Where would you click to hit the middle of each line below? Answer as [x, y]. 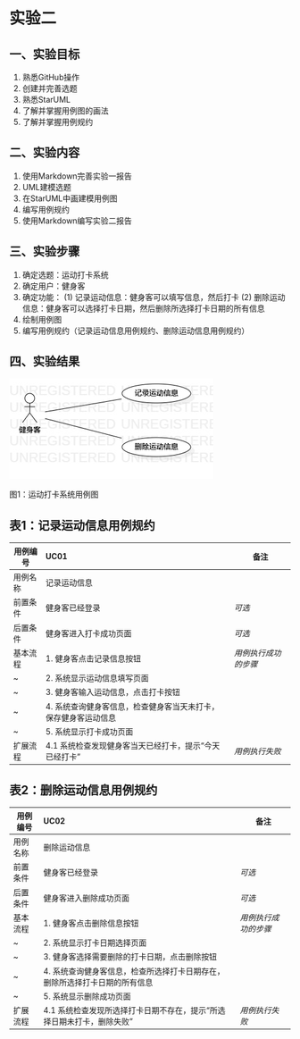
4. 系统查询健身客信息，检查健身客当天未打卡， [133, 706]
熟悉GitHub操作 [51, 77]
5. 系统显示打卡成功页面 [90, 731]
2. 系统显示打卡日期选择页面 [95, 943]
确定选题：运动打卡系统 [65, 274]
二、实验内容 [45, 153]
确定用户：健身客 [54, 286]
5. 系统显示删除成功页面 [87, 996]
